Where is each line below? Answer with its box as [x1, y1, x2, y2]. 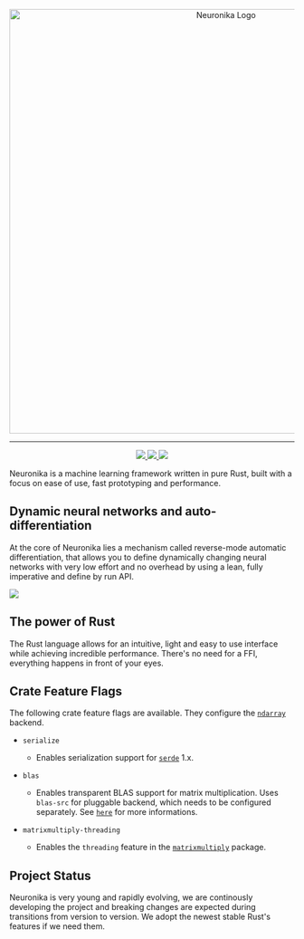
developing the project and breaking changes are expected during [9, 902, 256, 913]
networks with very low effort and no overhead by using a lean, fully [9, 561, 264, 572]
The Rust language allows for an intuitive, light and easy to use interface [9, 638, 279, 649]
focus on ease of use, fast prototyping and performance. [9, 478, 222, 488]
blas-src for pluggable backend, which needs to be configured [35, 797, 271, 808]
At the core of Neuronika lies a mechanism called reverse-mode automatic [9, 541, 287, 552]
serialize [22, 736, 61, 746]
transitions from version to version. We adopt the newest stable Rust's [9, 911, 271, 923]
